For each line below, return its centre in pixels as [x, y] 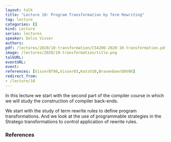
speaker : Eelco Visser [29, 39]
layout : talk [19, 10]
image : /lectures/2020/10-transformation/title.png [61, 52]
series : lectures [24, 34]
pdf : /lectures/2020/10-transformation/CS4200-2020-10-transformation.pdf [86, 48]
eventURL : [16, 62]
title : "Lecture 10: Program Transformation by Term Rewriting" [75, 15]
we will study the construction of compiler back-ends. [62, 101]
